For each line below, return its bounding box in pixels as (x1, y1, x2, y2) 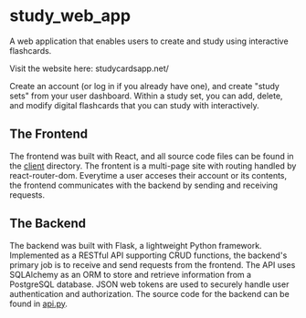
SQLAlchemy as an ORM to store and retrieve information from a (9, 269, 252, 280)
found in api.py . (9, 298, 69, 309)
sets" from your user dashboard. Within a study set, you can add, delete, (9, 90, 283, 101)
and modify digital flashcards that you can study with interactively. (9, 99, 259, 110)
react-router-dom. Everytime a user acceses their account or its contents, (9, 169, 288, 180)
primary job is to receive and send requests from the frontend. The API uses (9, 259, 296, 270)
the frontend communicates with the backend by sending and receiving (9, 180, 279, 190)
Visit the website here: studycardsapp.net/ (9, 63, 169, 74)
